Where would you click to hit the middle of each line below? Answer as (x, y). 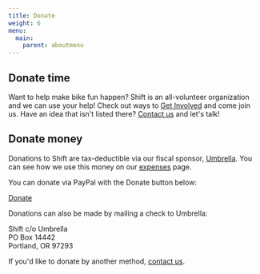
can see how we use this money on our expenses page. (100, 167)
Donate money (46, 139)
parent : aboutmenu (53, 46)
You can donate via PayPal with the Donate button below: (103, 182)
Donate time (39, 78)
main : (25, 38)
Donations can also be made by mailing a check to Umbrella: (108, 213)
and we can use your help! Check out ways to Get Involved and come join (129, 105)
